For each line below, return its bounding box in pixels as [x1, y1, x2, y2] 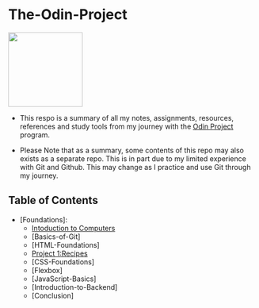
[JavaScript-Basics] [31, 274, 97, 283]
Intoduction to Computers [31, 223, 116, 233]
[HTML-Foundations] [31, 240, 101, 249]
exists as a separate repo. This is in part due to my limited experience [19, 153, 247, 164]
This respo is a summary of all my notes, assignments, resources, [19, 113, 234, 122]
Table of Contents [8, 194, 99, 207]
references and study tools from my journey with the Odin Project [19, 121, 234, 131]
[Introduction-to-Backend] [31, 282, 118, 291]
